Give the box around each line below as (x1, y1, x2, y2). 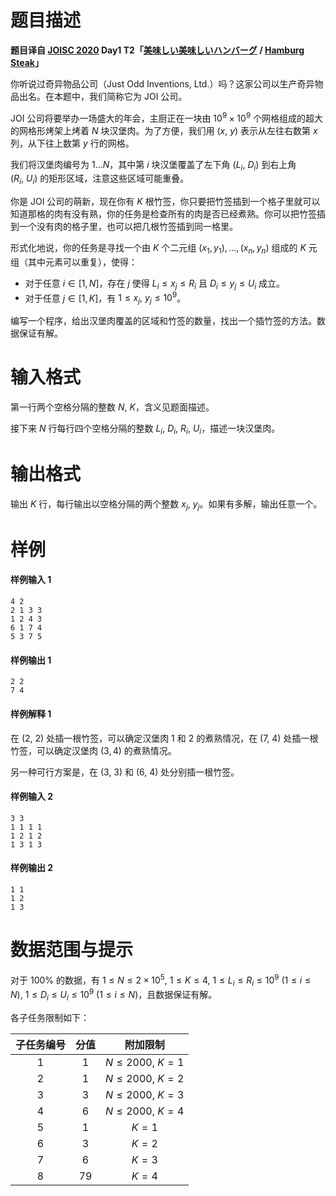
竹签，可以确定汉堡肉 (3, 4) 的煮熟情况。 (10, 744, 177, 756)
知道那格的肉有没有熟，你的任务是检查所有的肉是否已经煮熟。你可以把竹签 (10, 208, 317, 220)
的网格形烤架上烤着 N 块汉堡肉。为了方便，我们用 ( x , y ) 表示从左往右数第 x (10, 124, 318, 136)
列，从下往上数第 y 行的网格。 (10, 137, 135, 149)
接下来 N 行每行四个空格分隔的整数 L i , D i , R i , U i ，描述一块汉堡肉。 (10, 422, 281, 436)
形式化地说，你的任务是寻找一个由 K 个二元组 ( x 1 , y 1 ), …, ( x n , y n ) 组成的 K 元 (10, 242, 318, 256)
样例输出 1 (10, 654, 52, 666)
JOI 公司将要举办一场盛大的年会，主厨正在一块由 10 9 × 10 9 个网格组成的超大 (10, 110, 324, 124)
